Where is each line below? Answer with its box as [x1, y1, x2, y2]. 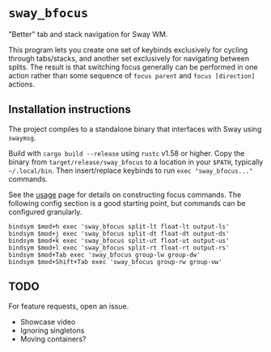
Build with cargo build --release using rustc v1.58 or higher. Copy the [8, 148, 245, 158]
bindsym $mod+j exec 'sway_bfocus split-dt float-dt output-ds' [8, 229, 230, 237]
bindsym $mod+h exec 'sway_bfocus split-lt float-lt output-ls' [8, 222, 230, 231]
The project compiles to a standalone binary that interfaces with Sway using [8, 124, 262, 134]
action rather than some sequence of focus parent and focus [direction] [8, 70, 256, 80]
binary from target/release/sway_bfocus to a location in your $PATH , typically [8, 157, 264, 166]
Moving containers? [19, 333, 87, 344]
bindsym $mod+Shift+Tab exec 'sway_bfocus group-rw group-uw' [8, 258, 222, 266]
